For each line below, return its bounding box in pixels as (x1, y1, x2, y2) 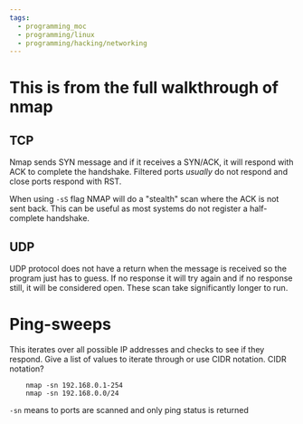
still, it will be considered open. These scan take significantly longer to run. (9, 283, 289, 294)
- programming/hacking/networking (17, 38, 147, 48)
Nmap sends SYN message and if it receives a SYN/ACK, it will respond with (9, 157, 294, 168)
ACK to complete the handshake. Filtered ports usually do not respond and (9, 167, 288, 178)
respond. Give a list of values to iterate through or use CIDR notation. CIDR (9, 354, 287, 364)
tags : (9, 13, 30, 23)
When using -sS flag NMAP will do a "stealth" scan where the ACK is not (9, 194, 279, 205)
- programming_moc (17, 22, 88, 31)
